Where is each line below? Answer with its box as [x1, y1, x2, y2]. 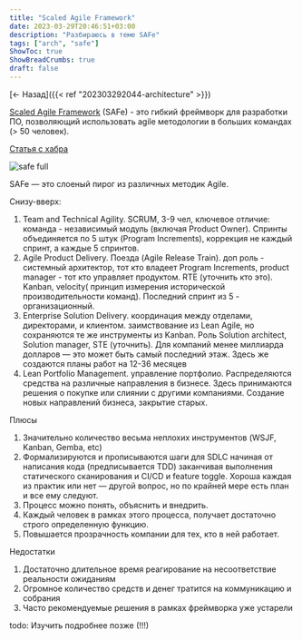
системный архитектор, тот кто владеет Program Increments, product [22, 261, 290, 272]
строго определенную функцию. [22, 518, 150, 529]
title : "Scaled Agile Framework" [9, 13, 136, 23]
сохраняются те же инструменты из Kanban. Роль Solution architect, [22, 329, 287, 340]
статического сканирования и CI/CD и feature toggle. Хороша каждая [22, 470, 292, 481]
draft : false [9, 64, 59, 74]
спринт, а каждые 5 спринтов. [22, 242, 140, 253]
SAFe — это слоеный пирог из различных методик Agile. [9, 178, 229, 189]
